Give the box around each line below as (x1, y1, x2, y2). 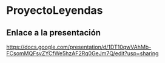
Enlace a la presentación (6, 28, 101, 38)
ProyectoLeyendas (6, 4, 103, 17)
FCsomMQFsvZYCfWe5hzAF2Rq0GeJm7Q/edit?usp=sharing (6, 50, 159, 57)
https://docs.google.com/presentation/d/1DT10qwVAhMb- (6, 43, 152, 50)
